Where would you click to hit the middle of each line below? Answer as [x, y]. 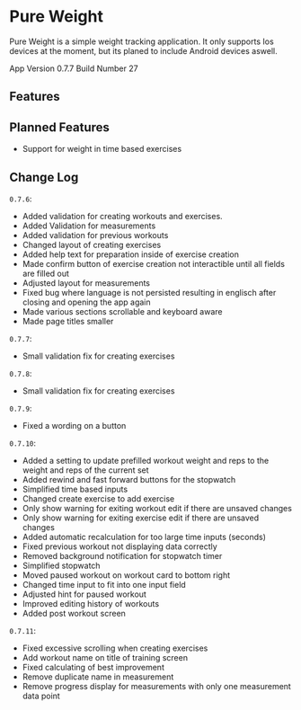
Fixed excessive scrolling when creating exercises [115, 648]
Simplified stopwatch [61, 565]
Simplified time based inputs [75, 489]
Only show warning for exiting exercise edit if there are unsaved [141, 518]
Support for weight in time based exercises [102, 149]
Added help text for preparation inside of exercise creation [131, 254]
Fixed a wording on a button [74, 425]
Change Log [44, 177]
